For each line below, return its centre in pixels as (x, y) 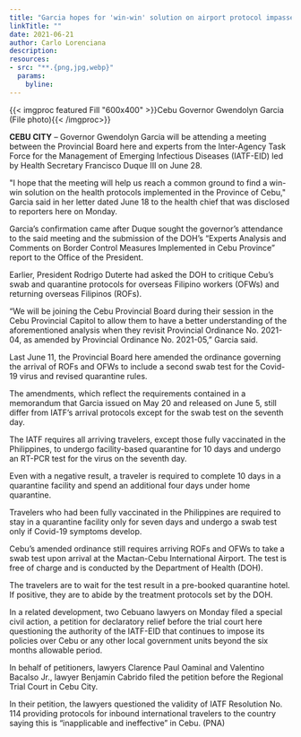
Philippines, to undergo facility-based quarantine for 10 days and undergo (145, 448)
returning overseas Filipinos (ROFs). (76, 293)
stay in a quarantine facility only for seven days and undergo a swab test (143, 522)
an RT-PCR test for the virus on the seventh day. (98, 458)
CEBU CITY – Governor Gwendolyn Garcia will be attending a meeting (138, 136)
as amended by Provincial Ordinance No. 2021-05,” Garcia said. (141, 339)
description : (34, 51)
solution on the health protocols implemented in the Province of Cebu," (155, 192)
